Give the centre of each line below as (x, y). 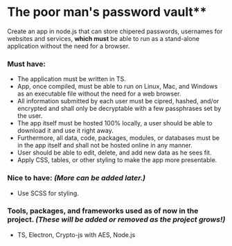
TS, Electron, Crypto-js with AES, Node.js (76, 235)
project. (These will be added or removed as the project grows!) (116, 220)
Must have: (27, 64)
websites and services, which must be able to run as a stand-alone (103, 38)
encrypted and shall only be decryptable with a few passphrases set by (119, 109)
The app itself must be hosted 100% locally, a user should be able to (115, 123)
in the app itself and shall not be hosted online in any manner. (105, 146)
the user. (30, 116)
